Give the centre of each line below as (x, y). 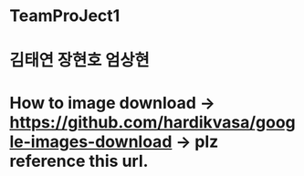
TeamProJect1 (65, 16)
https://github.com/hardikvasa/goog (153, 122)
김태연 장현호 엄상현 (80, 61)
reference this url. (79, 161)
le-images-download (91, 141)
